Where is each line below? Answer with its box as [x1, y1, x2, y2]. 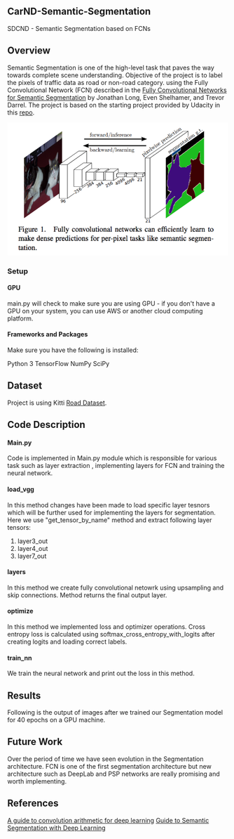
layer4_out [17, 544, 48, 552]
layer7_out [17, 552, 47, 560]
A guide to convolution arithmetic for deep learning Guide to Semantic [7, 816, 209, 824]
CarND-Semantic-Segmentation [7, 6, 151, 18]
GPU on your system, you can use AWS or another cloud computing [7, 306, 203, 315]
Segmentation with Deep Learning [7, 824, 106, 832]
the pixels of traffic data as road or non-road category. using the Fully [7, 78, 209, 86]
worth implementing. [7, 776, 67, 786]
